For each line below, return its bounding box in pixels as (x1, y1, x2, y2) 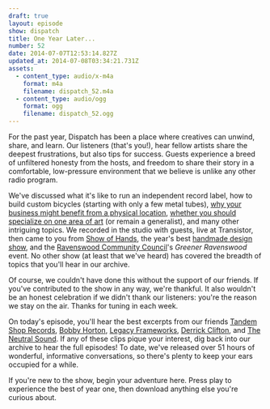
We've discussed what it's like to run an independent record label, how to (8, 191, 253, 200)
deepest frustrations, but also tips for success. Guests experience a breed (8, 149, 256, 159)
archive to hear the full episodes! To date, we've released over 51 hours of (8, 343, 255, 352)
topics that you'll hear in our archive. (8, 260, 131, 269)
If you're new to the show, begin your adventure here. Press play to (8, 376, 232, 385)
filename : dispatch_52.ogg (23, 110, 114, 118)
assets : (8, 65, 35, 73)
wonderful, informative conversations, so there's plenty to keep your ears (8, 351, 253, 360)
